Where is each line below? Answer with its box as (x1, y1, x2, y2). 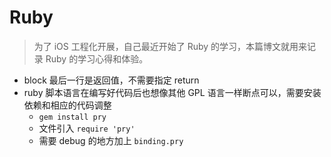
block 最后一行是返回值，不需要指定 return (23, 74, 200, 86)
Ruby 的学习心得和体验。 (45, 52, 149, 65)
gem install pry (38, 112, 107, 122)
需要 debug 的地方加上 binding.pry (38, 134, 184, 146)
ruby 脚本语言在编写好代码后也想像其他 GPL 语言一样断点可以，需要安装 (23, 86, 322, 98)
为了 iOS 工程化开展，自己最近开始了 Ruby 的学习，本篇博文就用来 (33, 40, 308, 52)
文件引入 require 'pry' (38, 122, 136, 134)
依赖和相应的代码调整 (23, 99, 112, 111)
